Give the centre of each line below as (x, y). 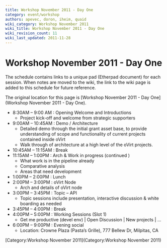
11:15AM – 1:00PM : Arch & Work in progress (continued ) (71, 155)
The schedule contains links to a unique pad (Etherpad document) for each (83, 77)
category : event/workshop (32, 15)
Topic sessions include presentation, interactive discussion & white (90, 198)
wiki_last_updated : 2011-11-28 (38, 38)
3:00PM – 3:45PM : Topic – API (45, 193)
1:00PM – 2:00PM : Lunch (39, 176)
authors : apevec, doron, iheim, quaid (46, 19)
